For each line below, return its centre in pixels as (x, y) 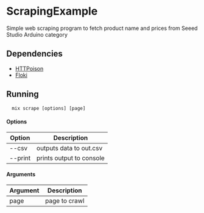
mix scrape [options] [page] (49, 108)
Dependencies (34, 54)
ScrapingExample (52, 11)
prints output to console (70, 158)
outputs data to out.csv (69, 148)
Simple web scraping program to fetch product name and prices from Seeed (102, 28)
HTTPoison (29, 68)
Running (23, 94)
